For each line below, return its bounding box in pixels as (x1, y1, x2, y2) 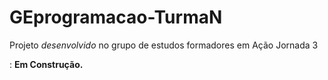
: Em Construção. (9, 58, 84, 70)
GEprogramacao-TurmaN (9, 6, 223, 29)
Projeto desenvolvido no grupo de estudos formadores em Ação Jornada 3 (9, 39, 319, 51)
